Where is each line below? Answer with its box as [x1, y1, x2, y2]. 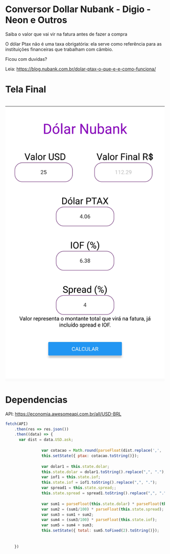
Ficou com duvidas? [5, 56, 47, 62]
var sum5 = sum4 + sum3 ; [41, 523, 94, 528]
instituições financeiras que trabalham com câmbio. [5, 46, 113, 52]
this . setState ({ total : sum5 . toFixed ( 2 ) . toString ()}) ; [41, 528, 159, 533]
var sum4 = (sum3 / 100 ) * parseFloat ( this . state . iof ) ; [41, 518, 157, 523]
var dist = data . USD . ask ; [18, 437, 73, 443]
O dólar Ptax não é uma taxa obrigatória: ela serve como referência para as [5, 41, 162, 47]
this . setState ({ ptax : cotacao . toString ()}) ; [41, 453, 139, 458]
